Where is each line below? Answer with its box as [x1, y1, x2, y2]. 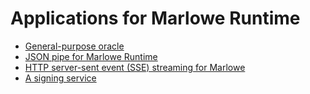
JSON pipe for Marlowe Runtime [24, 50, 158, 62]
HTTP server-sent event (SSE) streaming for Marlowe [24, 61, 246, 73]
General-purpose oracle [24, 40, 125, 52]
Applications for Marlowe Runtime [10, 7, 301, 30]
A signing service [24, 72, 97, 84]
